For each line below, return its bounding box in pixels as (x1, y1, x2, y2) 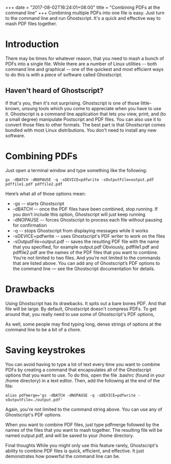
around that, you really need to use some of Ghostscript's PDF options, (5, 311, 155, 317)
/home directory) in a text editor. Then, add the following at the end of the (5, 377, 160, 383)
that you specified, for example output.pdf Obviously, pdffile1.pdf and (12, 243, 159, 250)
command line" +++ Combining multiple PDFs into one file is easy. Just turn (5, 10, 165, 16)
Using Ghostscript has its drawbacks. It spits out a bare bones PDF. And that (5, 300, 166, 306)
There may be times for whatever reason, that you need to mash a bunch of (5, 55, 164, 61)
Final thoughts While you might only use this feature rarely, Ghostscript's (5, 442, 158, 448)
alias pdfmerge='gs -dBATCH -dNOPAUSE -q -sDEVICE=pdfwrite (5, 393, 136, 398)
